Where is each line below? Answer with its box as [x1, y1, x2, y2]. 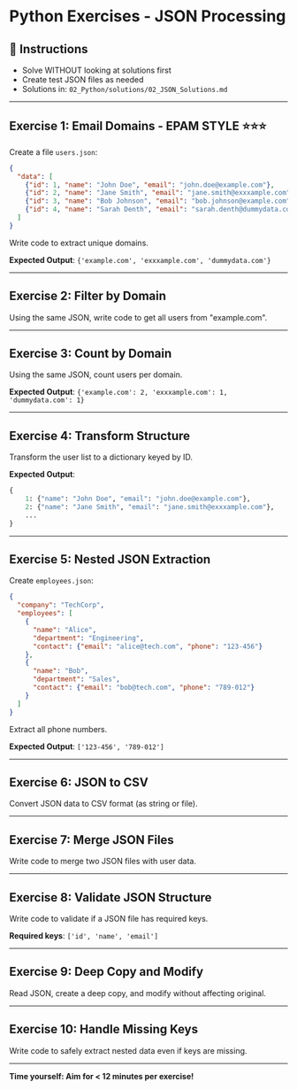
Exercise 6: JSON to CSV [9, 775, 148, 790]
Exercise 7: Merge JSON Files [9, 832, 174, 847]
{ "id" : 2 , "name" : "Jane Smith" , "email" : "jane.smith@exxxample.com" [25, 189, 291, 197]
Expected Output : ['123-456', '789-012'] [9, 741, 165, 752]
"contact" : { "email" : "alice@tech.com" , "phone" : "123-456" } [32, 642, 263, 651]
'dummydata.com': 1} [9, 396, 86, 405]
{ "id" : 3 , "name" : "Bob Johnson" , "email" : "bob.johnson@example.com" [25, 197, 291, 205]
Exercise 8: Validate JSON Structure [9, 890, 212, 905]
